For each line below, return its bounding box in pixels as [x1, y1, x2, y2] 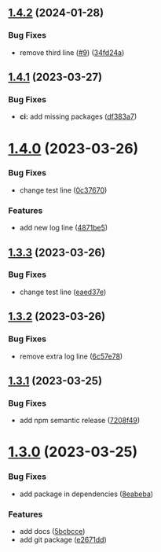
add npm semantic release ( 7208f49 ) [19, 416, 141, 425]
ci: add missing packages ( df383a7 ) [19, 112, 137, 121]
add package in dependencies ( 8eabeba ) [19, 489, 154, 499]
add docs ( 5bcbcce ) [19, 527, 86, 535]
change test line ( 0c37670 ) [19, 185, 108, 195]
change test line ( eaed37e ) [19, 287, 107, 296]
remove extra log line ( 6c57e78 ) [19, 351, 123, 361]
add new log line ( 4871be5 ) [19, 223, 108, 233]
